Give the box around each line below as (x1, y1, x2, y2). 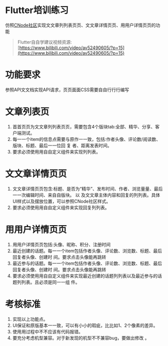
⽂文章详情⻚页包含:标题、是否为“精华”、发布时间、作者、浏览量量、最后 (12, 186, 163, 192)
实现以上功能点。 (12, 316, 48, 322)
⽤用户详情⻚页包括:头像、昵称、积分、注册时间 (12, 241, 111, 247)
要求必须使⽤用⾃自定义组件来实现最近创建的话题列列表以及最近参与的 (12, 273, 158, 279)
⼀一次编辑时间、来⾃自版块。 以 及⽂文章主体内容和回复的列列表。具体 (12, 192, 160, 198)
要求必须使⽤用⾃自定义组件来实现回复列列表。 (12, 204, 109, 211)
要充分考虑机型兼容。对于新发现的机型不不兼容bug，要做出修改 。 (12, 334, 149, 341)
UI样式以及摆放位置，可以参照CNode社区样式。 (12, 198, 111, 204)
